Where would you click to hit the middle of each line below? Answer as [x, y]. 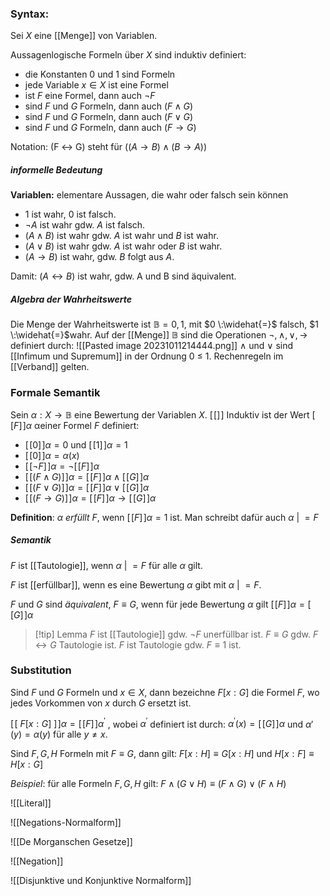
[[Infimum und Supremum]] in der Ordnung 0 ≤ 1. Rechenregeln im [147, 356]
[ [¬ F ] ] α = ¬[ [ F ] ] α [62, 466]
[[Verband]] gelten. [50, 367]
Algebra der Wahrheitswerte [71, 299]
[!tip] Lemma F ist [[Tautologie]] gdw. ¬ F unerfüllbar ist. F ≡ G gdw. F [176, 634]
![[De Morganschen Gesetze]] [71, 842]
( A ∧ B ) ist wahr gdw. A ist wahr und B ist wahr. [121, 236]
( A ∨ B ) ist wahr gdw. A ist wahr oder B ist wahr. [123, 246]
